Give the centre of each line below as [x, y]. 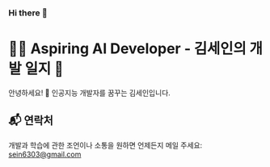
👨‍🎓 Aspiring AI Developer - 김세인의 [127, 49]
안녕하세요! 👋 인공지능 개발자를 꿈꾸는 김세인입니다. [90, 93]
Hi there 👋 [28, 13]
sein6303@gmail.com [45, 154]
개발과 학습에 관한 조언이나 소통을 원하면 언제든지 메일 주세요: [105, 145]
